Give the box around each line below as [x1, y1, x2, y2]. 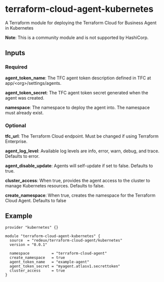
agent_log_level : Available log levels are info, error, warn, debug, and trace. [5, 148, 160, 154]
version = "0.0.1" [9, 242, 48, 247]
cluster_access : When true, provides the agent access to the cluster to [5, 177, 151, 183]
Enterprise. [5, 138, 28, 144]
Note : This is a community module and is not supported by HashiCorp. [5, 35, 149, 40]
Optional [5, 122, 26, 129]
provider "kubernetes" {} [5, 225, 58, 230]
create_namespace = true [9, 255, 65, 260]
